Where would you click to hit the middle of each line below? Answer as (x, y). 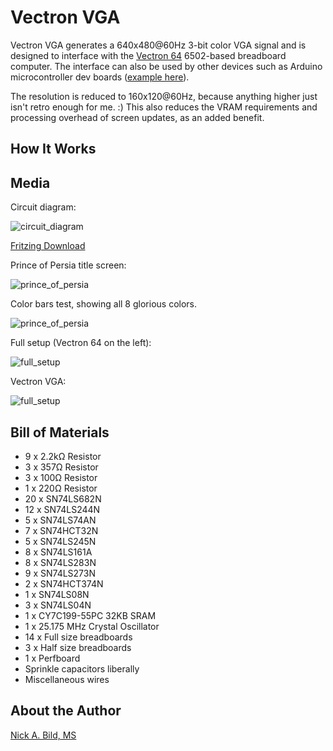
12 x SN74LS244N (62, 509)
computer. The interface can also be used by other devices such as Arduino (166, 66)
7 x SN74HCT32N (61, 530)
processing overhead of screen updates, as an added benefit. (137, 117)
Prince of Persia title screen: (68, 265)
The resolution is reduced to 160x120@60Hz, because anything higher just (164, 96)
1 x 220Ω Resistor (61, 488)
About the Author (66, 711)
